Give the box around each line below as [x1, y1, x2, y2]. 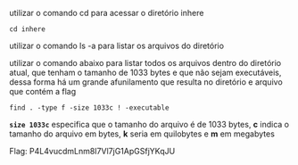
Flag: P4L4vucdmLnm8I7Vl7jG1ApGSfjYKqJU [9, 146, 176, 156]
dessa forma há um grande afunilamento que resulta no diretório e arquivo [9, 77, 283, 87]
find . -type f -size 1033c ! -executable [9, 103, 170, 112]
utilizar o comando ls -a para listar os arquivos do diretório [9, 40, 225, 51]
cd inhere [9, 25, 46, 34]
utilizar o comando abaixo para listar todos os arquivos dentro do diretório [9, 58, 282, 68]
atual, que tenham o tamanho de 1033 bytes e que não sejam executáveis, [9, 67, 282, 78]
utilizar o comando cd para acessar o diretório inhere [9, 8, 204, 18]
